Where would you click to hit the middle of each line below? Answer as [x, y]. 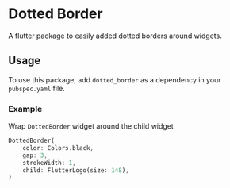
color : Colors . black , [58, 148]
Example [25, 109]
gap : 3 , [35, 155]
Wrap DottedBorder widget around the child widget [91, 126]
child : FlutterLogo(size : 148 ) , [76, 170]
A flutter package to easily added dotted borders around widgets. [115, 36]
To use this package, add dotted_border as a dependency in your [115, 79]
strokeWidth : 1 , [50, 163]
